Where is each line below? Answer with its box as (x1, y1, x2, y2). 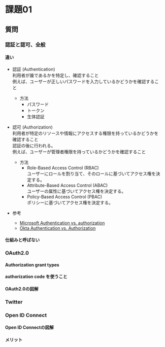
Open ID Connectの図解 (5, 324, 54, 330)
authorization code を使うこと (5, 274, 67, 279)
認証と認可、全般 (5, 41, 46, 48)
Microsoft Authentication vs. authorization (19, 220, 105, 226)
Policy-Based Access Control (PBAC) (27, 194, 102, 200)
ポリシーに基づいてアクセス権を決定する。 (27, 200, 113, 206)
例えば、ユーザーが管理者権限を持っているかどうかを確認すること (12, 148, 146, 155)
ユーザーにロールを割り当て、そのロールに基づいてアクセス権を (27, 171, 156, 176)
